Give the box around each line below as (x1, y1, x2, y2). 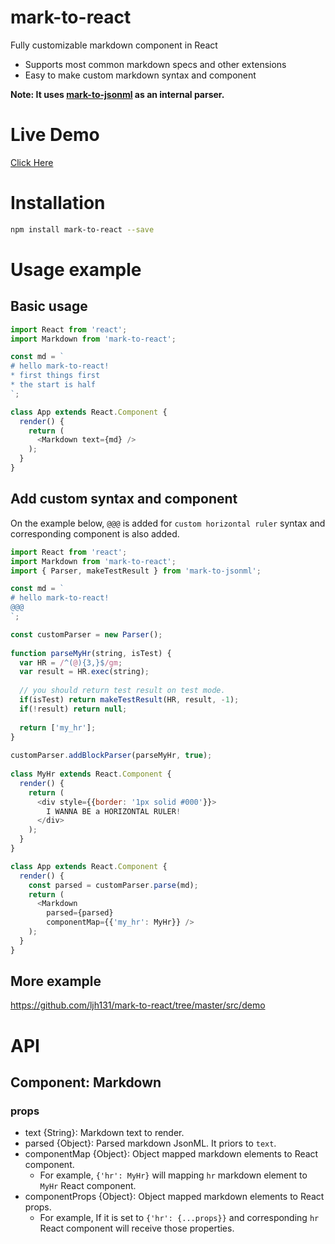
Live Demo (10, 124, 100, 146)
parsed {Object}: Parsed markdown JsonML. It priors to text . (24, 1137, 277, 1150)
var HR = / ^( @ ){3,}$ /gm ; (19, 657, 123, 668)
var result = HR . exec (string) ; (19, 667, 150, 677)
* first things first (10, 371, 101, 381)
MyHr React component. (39, 1180, 137, 1192)
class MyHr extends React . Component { (10, 769, 172, 779)
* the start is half (10, 380, 97, 390)
